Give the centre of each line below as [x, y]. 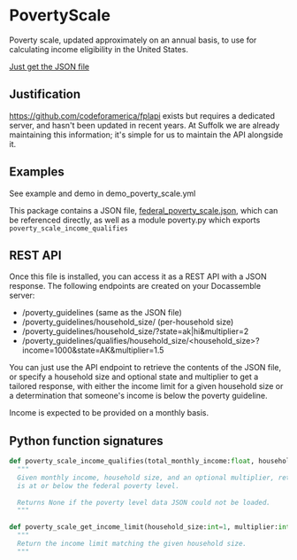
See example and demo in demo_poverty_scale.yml [103, 193]
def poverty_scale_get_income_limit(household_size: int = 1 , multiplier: [144, 527]
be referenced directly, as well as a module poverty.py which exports [135, 220]
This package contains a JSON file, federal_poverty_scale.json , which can [144, 210]
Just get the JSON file [49, 66]
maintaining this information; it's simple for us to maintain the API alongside [146, 135]
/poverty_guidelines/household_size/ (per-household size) [128, 322]
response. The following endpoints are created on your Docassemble [135, 286]
